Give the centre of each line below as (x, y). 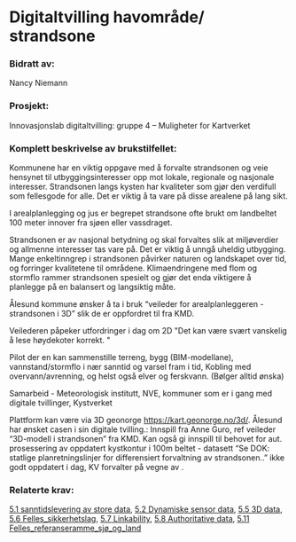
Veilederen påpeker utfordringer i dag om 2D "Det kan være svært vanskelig (148, 331)
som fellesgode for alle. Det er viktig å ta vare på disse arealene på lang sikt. (148, 196)
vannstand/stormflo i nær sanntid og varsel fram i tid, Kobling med (130, 367)
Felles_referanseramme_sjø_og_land (75, 528)
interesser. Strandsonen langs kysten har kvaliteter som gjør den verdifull (143, 187)
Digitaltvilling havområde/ (107, 17)
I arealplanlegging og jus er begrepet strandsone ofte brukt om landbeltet (143, 213)
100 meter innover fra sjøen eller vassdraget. (91, 223)
